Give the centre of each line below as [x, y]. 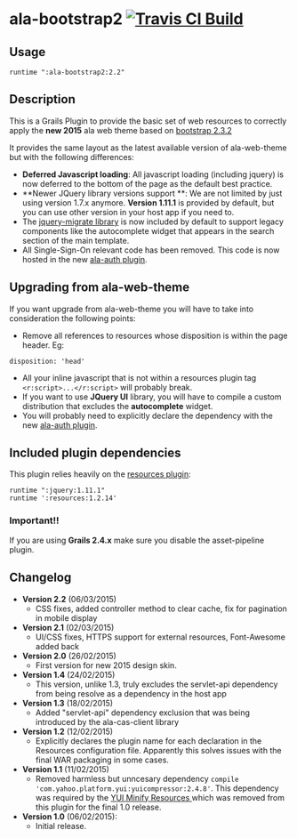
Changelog [40, 578]
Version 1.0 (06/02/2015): [69, 816]
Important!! [34, 520]
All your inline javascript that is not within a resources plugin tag [139, 377]
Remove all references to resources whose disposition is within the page [155, 335]
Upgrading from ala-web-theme [100, 288]
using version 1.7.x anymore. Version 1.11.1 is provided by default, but [148, 202]
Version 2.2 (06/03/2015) [69, 599]
